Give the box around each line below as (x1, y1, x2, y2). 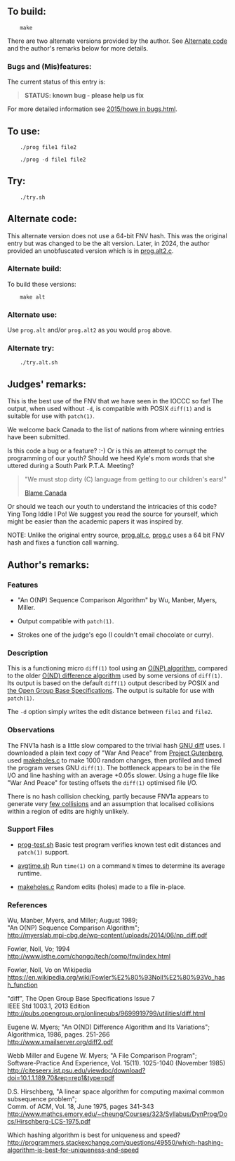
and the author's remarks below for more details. (7, 44, 149, 52)
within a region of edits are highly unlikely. (7, 807, 129, 815)
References (7, 900, 48, 909)
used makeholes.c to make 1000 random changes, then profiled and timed (7, 755, 222, 765)
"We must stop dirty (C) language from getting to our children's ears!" (24, 475, 227, 484)
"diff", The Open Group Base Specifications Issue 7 (7, 994, 156, 1003)
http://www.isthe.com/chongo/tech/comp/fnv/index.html (7, 952, 170, 961)
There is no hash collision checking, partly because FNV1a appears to (7, 792, 209, 800)
